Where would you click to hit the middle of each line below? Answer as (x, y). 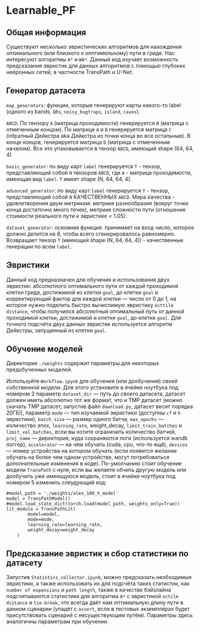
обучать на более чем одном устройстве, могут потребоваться (88, 457)
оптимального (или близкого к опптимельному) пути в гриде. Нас (90, 53)
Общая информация (46, 33)
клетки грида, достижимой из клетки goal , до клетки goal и (82, 292)
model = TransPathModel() (38, 499)
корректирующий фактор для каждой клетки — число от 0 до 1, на (91, 298)
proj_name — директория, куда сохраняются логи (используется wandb (97, 438)
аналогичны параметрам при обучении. (57, 621)
